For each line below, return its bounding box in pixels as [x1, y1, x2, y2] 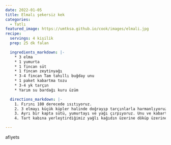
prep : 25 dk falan [10, 41, 49, 46]
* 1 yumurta [14, 59, 40, 64]
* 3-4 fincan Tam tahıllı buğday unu [14, 73, 95, 79]
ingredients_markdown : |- [10, 49, 65, 55]
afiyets [5, 134, 20, 140]
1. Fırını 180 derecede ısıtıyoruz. [14, 101, 93, 107]
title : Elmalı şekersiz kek [5, 12, 65, 17]
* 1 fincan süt [14, 64, 47, 69]
